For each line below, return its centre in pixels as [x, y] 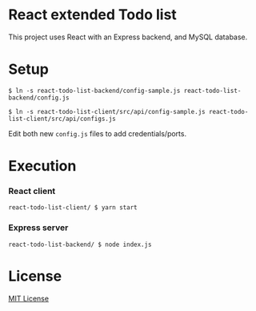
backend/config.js [39, 98]
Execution [42, 166]
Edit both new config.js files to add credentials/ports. [97, 133]
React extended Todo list [93, 15]
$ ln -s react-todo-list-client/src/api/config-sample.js [107, 111]
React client [32, 191]
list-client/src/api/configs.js [62, 119]
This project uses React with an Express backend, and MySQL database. [128, 37]
